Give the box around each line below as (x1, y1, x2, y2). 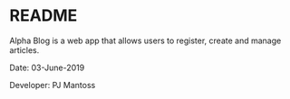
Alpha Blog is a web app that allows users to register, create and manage (9, 35, 282, 46)
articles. (9, 44, 40, 55)
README (9, 5, 78, 26)
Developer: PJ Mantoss (9, 79, 96, 90)
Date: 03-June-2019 (9, 62, 85, 73)
